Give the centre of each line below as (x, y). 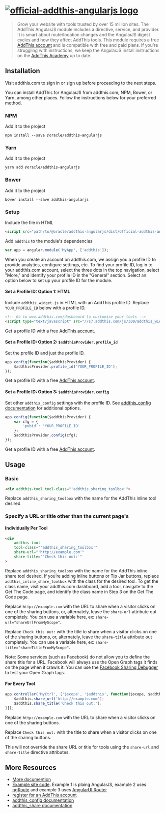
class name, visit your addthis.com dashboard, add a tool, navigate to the (79, 586)
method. (14, 103)
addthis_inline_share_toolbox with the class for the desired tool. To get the (82, 581)
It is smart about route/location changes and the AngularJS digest (84, 34)
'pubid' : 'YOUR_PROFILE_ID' (51, 426)
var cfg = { (26, 422)
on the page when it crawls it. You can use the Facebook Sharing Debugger (82, 667)
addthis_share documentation (42, 806)
